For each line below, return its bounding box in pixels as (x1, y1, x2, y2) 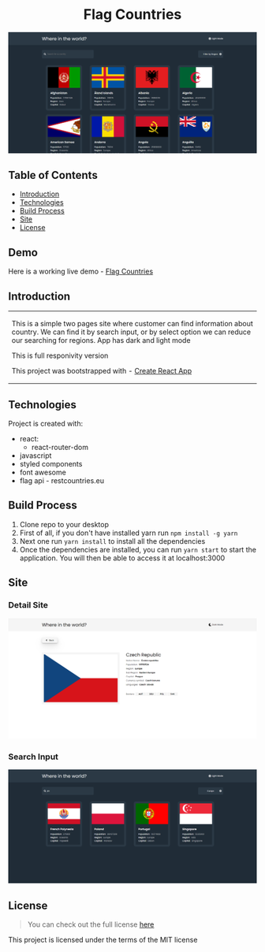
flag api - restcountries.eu (19, 476, 105, 485)
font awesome (19, 467, 67, 478)
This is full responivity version (11, 351, 109, 360)
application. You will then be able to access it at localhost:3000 (19, 553, 226, 563)
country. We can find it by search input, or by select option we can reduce (11, 327, 252, 337)
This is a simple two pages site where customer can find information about (11, 318, 254, 328)
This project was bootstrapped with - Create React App (11, 366, 192, 375)
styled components (19, 459, 83, 469)
